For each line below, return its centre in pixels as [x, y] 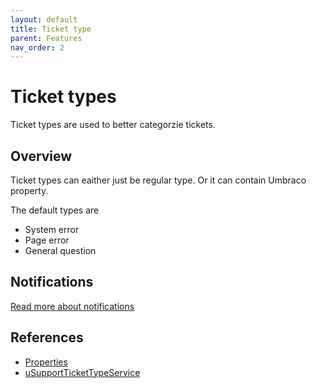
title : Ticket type [51, 29]
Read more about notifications [72, 306]
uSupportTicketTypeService [82, 372]
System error [52, 229]
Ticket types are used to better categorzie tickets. [113, 125]
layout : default [44, 19]
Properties [46, 362]
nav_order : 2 [37, 47]
